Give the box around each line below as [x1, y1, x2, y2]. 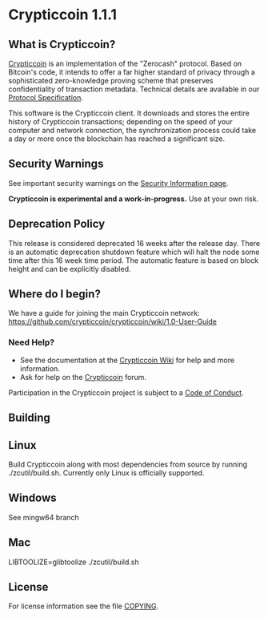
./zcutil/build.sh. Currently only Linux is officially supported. [8, 467, 205, 478]
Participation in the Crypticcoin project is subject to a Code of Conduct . [8, 387, 244, 398]
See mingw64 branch [8, 512, 80, 522]
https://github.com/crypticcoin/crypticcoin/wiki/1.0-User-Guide [8, 317, 218, 326]
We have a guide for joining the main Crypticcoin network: [8, 309, 200, 318]
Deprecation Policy [8, 217, 106, 231]
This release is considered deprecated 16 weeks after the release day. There [8, 238, 261, 248]
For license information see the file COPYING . [8, 601, 158, 611]
